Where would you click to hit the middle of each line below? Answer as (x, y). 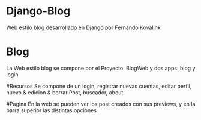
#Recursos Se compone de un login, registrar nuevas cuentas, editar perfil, (99, 86)
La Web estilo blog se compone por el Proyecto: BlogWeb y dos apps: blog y (101, 68)
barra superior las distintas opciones (52, 110)
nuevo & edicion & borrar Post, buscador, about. (65, 92)
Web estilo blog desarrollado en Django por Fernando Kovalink (83, 27)
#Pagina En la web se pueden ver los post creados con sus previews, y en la (101, 104)
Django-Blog (38, 11)
